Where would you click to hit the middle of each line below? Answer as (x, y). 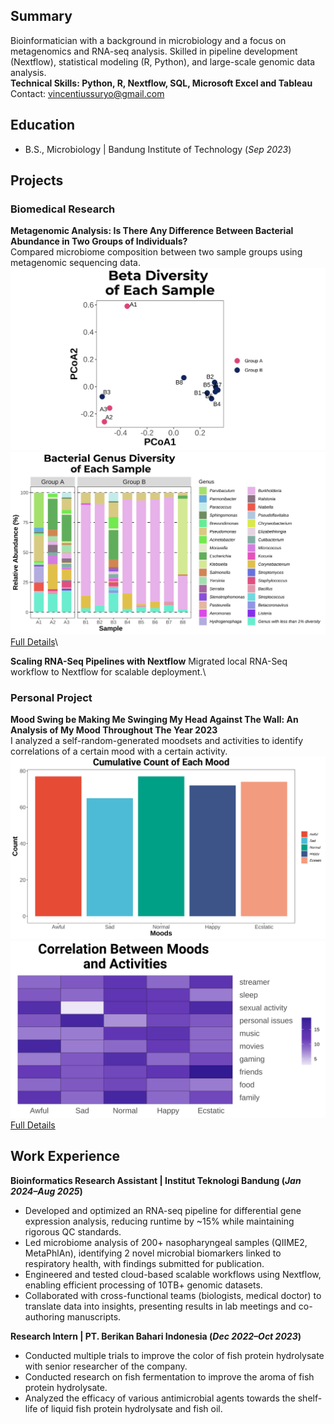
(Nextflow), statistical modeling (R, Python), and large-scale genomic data (163, 61)
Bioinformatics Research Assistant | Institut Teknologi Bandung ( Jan (156, 1180)
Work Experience (65, 1156)
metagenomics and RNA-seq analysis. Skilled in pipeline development (154, 51)
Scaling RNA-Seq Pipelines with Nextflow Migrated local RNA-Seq (149, 661)
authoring (44, 1316)
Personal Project (51, 697)
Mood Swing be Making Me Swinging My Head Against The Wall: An (154, 720)
